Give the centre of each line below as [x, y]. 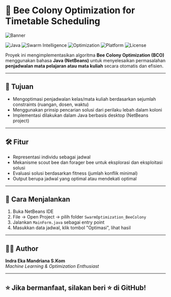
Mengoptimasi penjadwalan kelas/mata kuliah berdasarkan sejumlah [84, 99]
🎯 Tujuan [20, 87]
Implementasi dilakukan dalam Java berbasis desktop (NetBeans [80, 115]
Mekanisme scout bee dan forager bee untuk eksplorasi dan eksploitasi [88, 162]
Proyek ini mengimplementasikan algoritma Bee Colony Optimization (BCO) [85, 55]
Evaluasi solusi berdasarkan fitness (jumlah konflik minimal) [75, 173]
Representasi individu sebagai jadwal [51, 157]
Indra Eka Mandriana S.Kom [35, 261]
